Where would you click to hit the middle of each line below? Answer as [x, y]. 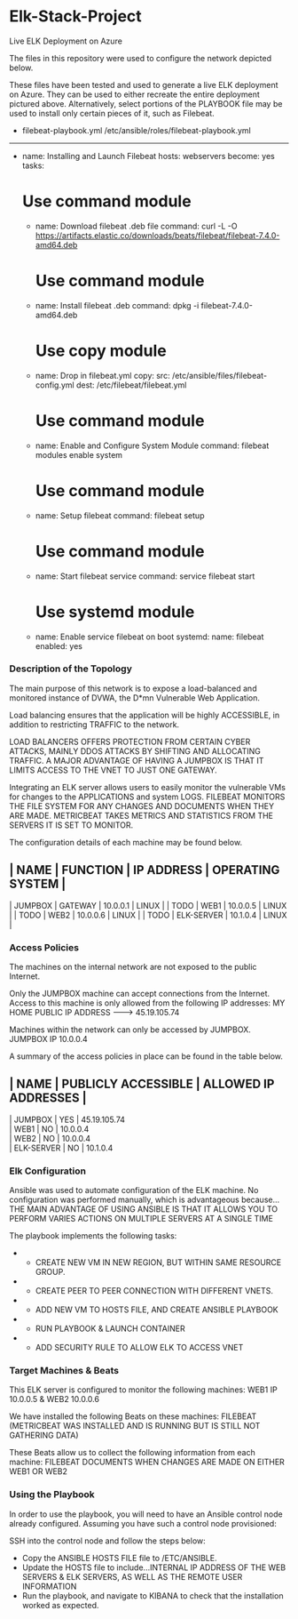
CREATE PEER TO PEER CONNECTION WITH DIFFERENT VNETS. [154, 1291]
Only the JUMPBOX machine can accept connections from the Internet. [140, 993]
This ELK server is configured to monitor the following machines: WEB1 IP [143, 1390]
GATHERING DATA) [44, 1435]
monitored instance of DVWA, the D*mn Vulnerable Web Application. [134, 697]
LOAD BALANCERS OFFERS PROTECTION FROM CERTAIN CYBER [130, 741]
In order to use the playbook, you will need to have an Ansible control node [146, 1514]
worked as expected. [60, 1605]
